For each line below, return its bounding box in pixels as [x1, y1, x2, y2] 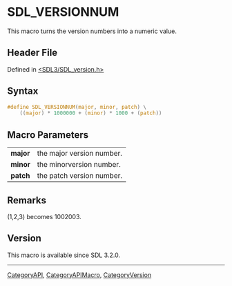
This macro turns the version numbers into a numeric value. [7, 27, 177, 35]
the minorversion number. [37, 160, 121, 170]
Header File [7, 47, 58, 59]
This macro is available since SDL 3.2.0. [7, 251, 121, 259]
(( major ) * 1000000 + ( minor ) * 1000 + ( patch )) [19, 110, 162, 117]
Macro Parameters [7, 129, 88, 141]
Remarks [7, 194, 47, 206]
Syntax [7, 85, 39, 97]
